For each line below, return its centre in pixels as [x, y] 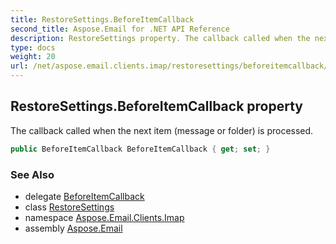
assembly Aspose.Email [73, 228]
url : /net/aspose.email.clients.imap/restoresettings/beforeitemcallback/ [169, 66]
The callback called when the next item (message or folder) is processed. [162, 130]
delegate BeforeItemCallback [84, 196]
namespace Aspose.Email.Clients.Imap [104, 217]
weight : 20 [33, 57]
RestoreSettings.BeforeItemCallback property [156, 106]
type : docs [33, 47]
